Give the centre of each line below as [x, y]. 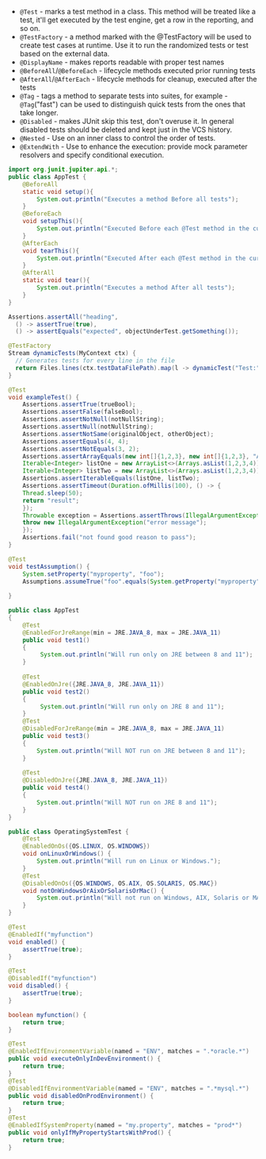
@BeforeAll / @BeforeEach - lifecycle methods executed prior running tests [137, 70]
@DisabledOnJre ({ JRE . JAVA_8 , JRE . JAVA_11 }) [95, 780]
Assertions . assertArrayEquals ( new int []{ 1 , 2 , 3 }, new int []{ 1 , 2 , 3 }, [136, 456]
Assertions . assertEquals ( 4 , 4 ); [76, 441]
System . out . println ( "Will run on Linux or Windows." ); [129, 861]
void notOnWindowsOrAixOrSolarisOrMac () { [93, 890]
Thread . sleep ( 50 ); [53, 493]
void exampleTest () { [44, 397]
